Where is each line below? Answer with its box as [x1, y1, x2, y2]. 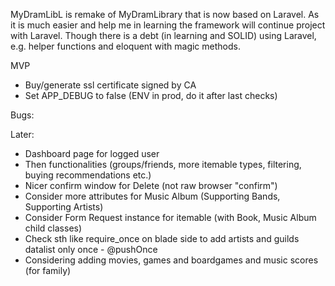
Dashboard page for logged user [24, 148, 160, 159]
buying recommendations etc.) [24, 169, 152, 181]
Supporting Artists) [24, 201, 104, 213]
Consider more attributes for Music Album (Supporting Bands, [24, 190, 281, 202]
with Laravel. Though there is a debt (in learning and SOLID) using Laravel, [10, 30, 317, 41]
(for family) [24, 265, 72, 276]
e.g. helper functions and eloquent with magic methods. [10, 40, 241, 52]
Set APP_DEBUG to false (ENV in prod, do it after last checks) [24, 90, 278, 101]
